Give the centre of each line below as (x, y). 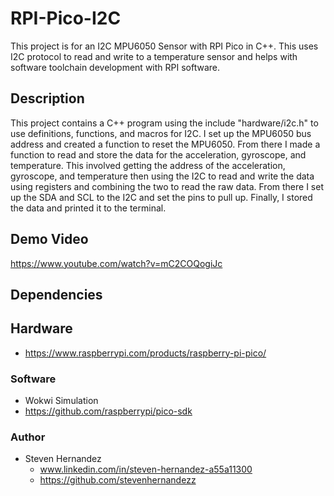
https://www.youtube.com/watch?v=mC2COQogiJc (116, 263)
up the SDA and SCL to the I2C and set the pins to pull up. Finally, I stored (161, 197)
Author (28, 437)
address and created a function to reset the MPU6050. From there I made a (165, 144)
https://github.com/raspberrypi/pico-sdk (108, 411)
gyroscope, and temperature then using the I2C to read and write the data (162, 176)
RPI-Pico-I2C (66, 18)
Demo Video (49, 239)
